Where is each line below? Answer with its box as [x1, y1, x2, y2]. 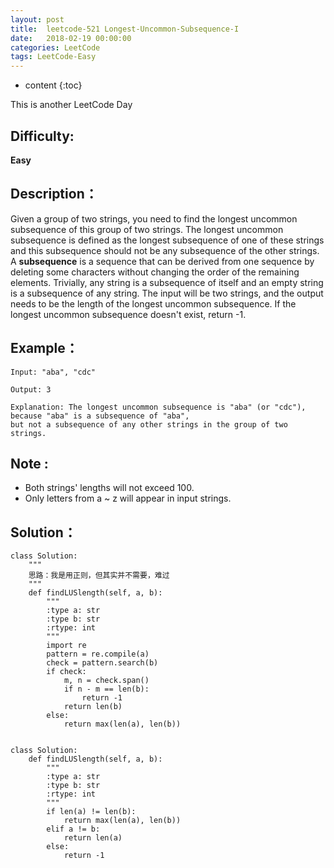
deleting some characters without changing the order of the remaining [10, 266, 300, 278]
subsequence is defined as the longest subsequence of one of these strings [10, 234, 325, 246]
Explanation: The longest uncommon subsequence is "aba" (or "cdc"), [10, 402, 307, 412]
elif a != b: [46, 824, 101, 835]
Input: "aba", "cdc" [10, 367, 97, 377]
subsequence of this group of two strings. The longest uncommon [10, 223, 284, 235]
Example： [10, 340, 79, 357]
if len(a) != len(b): [46, 807, 137, 817]
